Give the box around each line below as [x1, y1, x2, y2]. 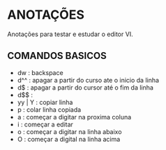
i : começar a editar [17, 120, 73, 128]
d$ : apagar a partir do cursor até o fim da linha [17, 83, 153, 92]
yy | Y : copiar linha [17, 98, 73, 106]
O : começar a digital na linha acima [17, 135, 121, 143]
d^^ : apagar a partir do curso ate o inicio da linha [17, 76, 159, 84]
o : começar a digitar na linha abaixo [17, 127, 122, 135]
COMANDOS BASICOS [7, 50, 107, 62]
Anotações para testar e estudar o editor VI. [7, 30, 134, 38]
